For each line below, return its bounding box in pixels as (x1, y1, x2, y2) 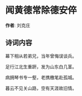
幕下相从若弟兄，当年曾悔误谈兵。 (5, 53, 77, 59)
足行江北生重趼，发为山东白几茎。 (5, 64, 77, 70)
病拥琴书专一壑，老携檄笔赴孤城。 (5, 74, 77, 80)
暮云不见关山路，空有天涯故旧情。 (5, 85, 77, 91)
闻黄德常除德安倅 (5, 5, 77, 16)
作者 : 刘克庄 (5, 22, 31, 28)
